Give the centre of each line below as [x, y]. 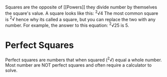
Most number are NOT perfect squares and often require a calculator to [79, 65]
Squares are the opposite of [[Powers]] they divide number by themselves [81, 7]
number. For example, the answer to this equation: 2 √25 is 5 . [67, 25]
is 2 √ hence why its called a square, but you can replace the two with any [81, 19]
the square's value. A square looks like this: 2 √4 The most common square [82, 13]
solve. [11, 70]
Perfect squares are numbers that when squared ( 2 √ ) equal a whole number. [83, 59]
